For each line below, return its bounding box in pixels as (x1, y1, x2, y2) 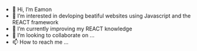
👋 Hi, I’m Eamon (12, 6, 52, 13)
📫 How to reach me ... (12, 38, 69, 46)
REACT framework (12, 19, 59, 25)
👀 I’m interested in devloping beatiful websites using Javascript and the (12, 12, 191, 19)
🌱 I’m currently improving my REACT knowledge (12, 25, 133, 32)
